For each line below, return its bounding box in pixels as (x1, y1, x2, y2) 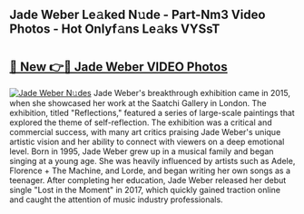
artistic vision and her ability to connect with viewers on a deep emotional (9, 136, 285, 147)
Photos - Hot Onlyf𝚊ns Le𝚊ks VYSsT (9, 22, 221, 37)
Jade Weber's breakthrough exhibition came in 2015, (93, 88, 291, 98)
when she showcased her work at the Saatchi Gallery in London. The (9, 98, 267, 108)
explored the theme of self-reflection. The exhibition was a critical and (9, 117, 272, 128)
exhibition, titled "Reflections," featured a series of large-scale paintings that (9, 108, 295, 118)
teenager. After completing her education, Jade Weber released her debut (9, 175, 287, 185)
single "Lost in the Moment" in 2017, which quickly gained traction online (9, 185, 281, 195)
